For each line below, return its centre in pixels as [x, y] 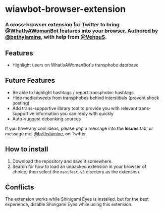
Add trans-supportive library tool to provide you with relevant [75, 108]
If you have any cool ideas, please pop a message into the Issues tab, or [79, 128]
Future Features [30, 80]
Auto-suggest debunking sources [47, 119]
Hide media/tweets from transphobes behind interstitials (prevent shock [86, 98]
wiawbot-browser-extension [65, 9]
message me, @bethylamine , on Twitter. [46, 133]
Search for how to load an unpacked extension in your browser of [79, 166]
